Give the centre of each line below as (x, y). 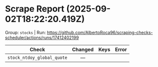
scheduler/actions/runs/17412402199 (42, 38)
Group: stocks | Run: (26, 32)
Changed (83, 49)
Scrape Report (35, 9)
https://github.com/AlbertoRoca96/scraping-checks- (100, 32)
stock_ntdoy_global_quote (37, 57)
